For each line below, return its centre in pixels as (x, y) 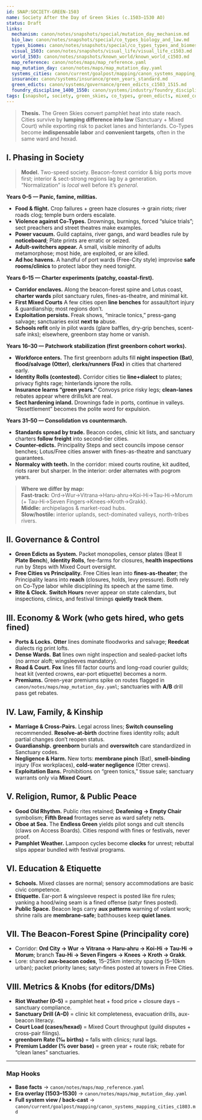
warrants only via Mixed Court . (54, 778)
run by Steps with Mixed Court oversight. (66, 567)
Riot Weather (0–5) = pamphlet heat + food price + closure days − (97, 1001)
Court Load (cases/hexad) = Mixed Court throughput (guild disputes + (103, 1027)
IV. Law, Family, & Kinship (55, 712)
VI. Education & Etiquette (54, 869)
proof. (22, 837)
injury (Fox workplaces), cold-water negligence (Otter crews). (92, 765)
